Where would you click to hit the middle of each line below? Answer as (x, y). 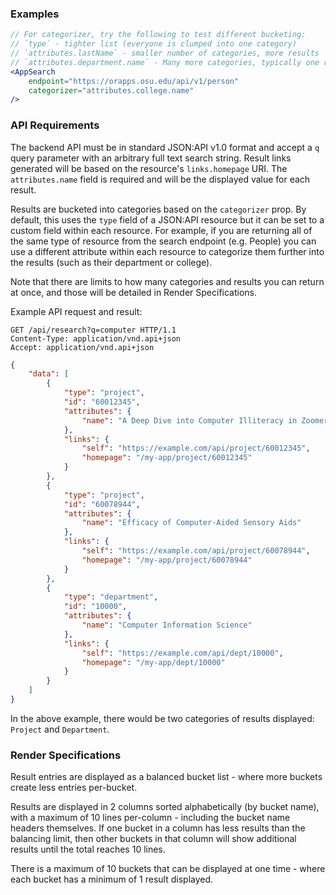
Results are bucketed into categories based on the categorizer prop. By (158, 209)
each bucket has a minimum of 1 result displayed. (112, 879)
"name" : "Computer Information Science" (167, 625)
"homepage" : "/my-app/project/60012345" (167, 458)
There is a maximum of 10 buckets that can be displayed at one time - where (168, 869)
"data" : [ (49, 374)
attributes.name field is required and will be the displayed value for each (160, 179)
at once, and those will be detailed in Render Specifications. (134, 292)
